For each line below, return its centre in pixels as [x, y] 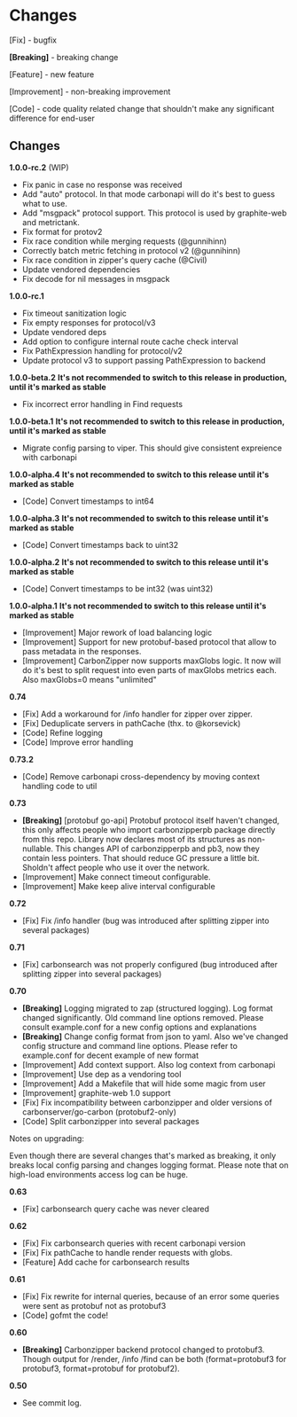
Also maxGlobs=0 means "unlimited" [89, 679]
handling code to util [59, 786]
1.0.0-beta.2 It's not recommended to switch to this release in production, [148, 377]
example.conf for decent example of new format [110, 1055]
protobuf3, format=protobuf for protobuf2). [101, 1368]
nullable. [38, 849]
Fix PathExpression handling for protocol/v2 [102, 350]
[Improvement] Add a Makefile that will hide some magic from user [144, 1084]
